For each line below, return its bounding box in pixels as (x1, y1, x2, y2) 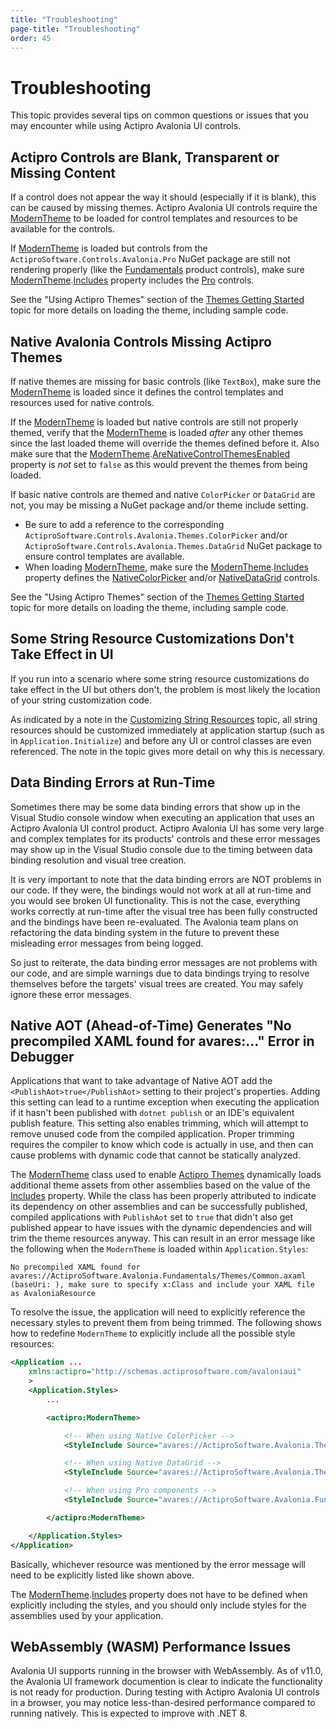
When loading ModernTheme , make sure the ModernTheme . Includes (24, 561, 309, 573)
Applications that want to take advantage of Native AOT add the (10, 1075, 273, 1087)
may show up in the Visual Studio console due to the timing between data (10, 843, 313, 855)
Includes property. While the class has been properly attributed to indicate (10, 1190, 317, 1202)
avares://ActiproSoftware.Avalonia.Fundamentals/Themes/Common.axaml (10, 1271, 307, 1281)
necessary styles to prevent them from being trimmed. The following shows (10, 1317, 322, 1329)
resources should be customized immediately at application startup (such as (10, 724, 325, 736)
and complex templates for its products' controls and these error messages (10, 832, 321, 845)
